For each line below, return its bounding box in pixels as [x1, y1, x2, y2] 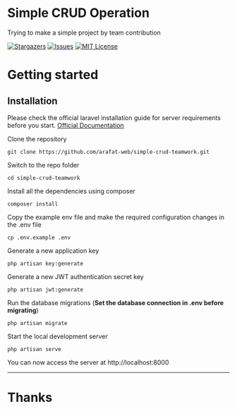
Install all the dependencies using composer [7, 186, 136, 195]
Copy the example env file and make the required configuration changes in [7, 213, 224, 221]
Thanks [7, 390, 53, 405]
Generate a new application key [7, 246, 99, 255]
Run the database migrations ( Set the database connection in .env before [7, 298, 224, 307]
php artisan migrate [7, 319, 68, 326]
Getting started [7, 67, 99, 83]
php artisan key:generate [7, 260, 83, 267]
